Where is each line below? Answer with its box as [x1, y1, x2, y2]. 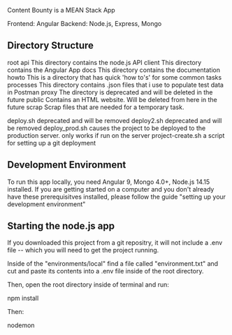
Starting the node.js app [7, 220, 115, 232]
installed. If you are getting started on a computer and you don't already [7, 185, 215, 193]
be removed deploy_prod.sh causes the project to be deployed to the [7, 124, 206, 132]
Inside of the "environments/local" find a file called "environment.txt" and [7, 259, 219, 268]
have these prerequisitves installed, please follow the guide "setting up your [7, 192, 226, 201]
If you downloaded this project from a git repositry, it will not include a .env [7, 238, 223, 247]
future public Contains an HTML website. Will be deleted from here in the [7, 95, 218, 104]
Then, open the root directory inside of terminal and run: [7, 280, 169, 289]
